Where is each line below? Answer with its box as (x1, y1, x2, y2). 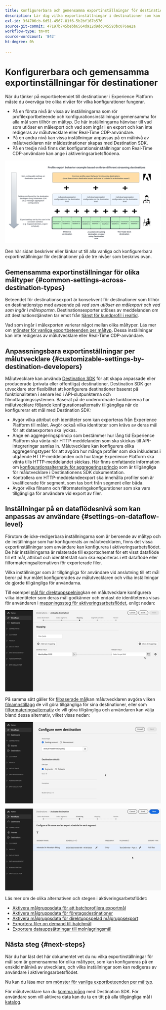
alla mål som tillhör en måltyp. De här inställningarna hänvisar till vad (12, 119, 152, 125)
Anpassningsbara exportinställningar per (5, 347, 135, 355)
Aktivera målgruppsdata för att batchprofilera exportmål (12, 904, 126, 911)
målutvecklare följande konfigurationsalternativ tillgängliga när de (5, 402, 138, 408)
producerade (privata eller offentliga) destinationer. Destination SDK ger (5, 381, 152, 387)
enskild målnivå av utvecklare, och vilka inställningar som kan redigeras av (5, 964, 157, 970)
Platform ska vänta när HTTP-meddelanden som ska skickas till (12, 438, 142, 444)
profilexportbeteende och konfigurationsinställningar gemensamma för (12, 113, 157, 119)
